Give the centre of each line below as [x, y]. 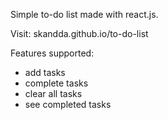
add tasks [45, 72]
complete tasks [56, 83]
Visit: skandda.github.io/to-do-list [79, 33]
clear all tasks [53, 93]
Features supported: [52, 53]
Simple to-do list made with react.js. [84, 14]
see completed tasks [68, 104]
